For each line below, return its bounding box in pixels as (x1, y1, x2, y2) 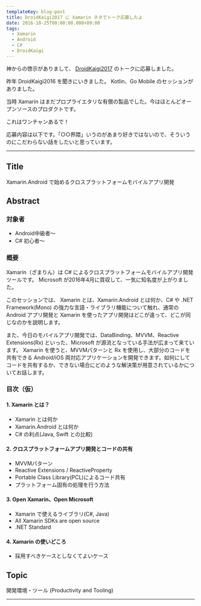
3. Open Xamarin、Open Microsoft (6, 496, 94, 503)
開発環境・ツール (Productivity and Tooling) (6, 587, 114, 594)
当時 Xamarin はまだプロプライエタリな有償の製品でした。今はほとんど (6, 98, 181, 105)
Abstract (6, 196, 40, 206)
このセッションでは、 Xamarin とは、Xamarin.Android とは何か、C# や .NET (6, 296, 194, 303)
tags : (6, 25, 20, 32)
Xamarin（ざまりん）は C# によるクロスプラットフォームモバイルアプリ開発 (6, 268, 193, 275)
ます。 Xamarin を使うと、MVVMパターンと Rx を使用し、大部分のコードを (6, 346, 191, 353)
